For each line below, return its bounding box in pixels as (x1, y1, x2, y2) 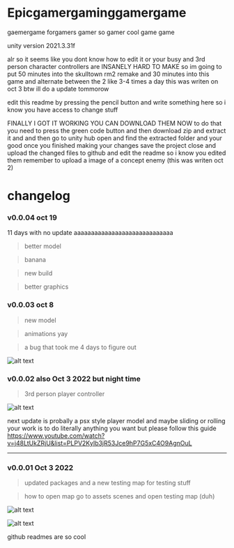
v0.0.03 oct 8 (7, 300, 54, 310)
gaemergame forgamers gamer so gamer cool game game (7, 28, 175, 36)
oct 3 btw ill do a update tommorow (7, 84, 109, 93)
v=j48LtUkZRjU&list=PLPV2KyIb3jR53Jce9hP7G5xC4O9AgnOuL (7, 439, 193, 448)
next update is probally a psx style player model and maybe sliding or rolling (7, 417, 226, 425)
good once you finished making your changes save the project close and (7, 141, 217, 149)
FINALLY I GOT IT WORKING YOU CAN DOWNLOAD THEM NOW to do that (7, 119, 221, 127)
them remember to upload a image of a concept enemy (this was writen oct (7, 155, 224, 165)
